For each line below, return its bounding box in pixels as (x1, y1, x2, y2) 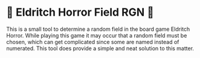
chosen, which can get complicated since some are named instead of (6, 38, 179, 45)
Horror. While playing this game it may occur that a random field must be (6, 31, 187, 39)
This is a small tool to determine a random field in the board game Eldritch (6, 25, 190, 33)
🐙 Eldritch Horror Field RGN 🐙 (6, 5, 154, 19)
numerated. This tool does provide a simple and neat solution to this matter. (6, 45, 195, 52)
